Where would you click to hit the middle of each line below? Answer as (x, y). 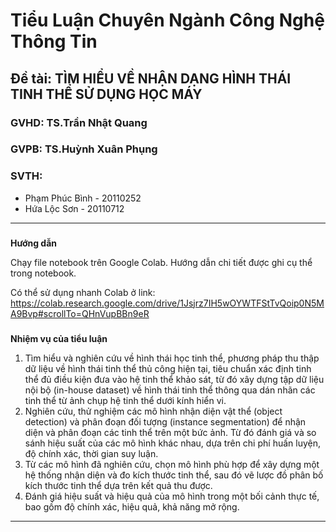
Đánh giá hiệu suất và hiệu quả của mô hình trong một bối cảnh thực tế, (172, 496)
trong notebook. (43, 273)
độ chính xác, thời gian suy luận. (91, 453)
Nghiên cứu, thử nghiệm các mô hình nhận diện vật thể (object (153, 411)
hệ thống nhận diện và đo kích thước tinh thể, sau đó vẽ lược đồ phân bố (174, 475)
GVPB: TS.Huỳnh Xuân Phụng (84, 149)
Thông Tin (54, 41)
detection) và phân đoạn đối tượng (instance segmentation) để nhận (165, 421)
